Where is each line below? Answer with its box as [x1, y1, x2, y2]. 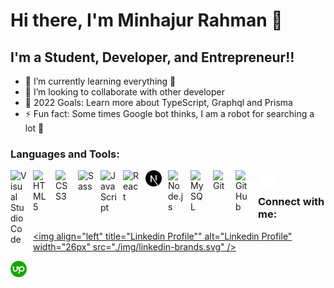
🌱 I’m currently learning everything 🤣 [24, 75, 177, 87]
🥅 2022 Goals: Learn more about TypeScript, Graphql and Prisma [24, 97, 293, 108]
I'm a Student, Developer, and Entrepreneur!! [10, 49, 295, 66]
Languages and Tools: [10, 147, 120, 161]
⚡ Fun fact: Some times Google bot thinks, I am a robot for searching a [24, 108, 315, 119]
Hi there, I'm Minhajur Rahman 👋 [10, 9, 283, 32]
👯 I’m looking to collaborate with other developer [24, 86, 226, 98]
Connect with [258, 195, 325, 209]
